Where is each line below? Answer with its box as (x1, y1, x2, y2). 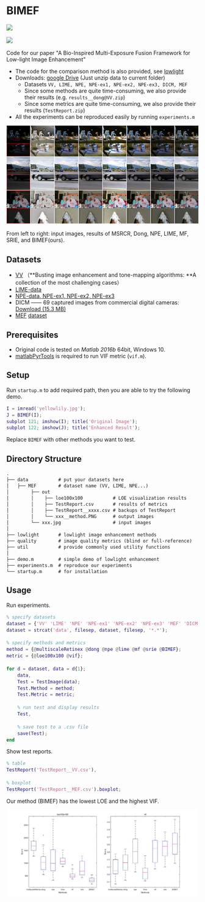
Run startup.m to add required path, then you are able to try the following (6, 386, 190, 394)
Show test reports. (6, 748, 53, 755)
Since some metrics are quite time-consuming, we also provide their (24, 100, 196, 107)
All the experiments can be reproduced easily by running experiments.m (15, 113, 195, 120)
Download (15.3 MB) (15, 306, 66, 313)
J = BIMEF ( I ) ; (6, 412, 43, 418)
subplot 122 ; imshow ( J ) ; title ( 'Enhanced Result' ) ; (6, 425, 140, 431)
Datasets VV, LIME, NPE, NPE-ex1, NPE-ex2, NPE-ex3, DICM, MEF (24, 80, 188, 88)
